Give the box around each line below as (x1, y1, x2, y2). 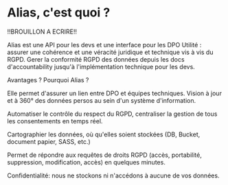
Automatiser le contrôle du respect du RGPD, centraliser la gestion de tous (7, 110, 218, 118)
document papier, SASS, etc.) (7, 137, 91, 145)
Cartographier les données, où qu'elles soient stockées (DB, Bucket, (7, 130, 201, 138)
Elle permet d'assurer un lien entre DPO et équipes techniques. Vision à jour (7, 89, 222, 97)
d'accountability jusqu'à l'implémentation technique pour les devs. (7, 62, 196, 71)
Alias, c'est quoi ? (7, 5, 111, 21)
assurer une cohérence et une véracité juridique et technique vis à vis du (7, 48, 214, 56)
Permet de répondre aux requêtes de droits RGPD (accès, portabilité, (7, 151, 203, 159)
